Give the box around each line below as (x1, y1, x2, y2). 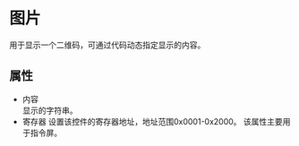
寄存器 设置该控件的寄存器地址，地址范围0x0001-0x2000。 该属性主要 (21, 116, 284, 126)
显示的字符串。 (21, 105, 78, 116)
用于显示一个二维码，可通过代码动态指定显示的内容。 (9, 39, 206, 50)
